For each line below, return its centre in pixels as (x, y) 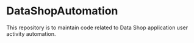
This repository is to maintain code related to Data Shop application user (97, 27)
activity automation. (31, 33)
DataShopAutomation (62, 11)
